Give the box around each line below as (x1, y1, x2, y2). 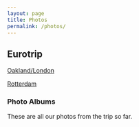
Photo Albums (7, 97, 56, 106)
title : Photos (7, 16, 48, 23)
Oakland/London (7, 67, 55, 75)
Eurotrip (7, 48, 43, 60)
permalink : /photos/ (7, 23, 67, 30)
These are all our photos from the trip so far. (7, 113, 133, 121)
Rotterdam (7, 80, 37, 88)
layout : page (7, 10, 45, 17)
